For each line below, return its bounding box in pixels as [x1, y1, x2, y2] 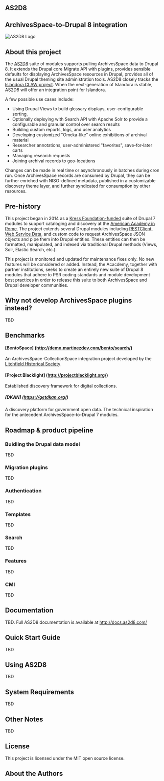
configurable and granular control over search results [12, 122, 120, 127]
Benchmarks [5, 331, 45, 340]
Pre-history [5, 202, 41, 211]
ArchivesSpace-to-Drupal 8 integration [5, 21, 128, 29]
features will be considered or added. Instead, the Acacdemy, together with [5, 261, 158, 267]
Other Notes [5, 715, 43, 723]
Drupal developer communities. [5, 282, 69, 288]
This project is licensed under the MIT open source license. [5, 755, 125, 761]
